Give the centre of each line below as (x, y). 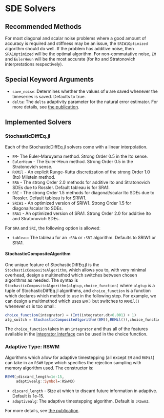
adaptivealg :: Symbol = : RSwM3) (46, 381)
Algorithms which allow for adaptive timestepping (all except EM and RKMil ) (80, 357)
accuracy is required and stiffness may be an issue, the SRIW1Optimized (76, 43)
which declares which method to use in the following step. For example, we (81, 295)
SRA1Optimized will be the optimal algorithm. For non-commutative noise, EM (81, 54)
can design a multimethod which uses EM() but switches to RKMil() (72, 301)
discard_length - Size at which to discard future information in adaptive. (85, 391)
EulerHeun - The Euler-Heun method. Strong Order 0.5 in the (72, 161)
